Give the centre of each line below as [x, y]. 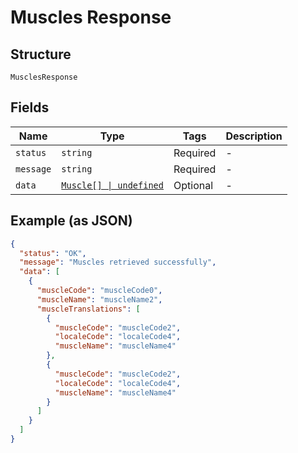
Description [254, 136]
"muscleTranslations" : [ [88, 309]
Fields [30, 107]
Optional [193, 185]
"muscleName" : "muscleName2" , [99, 299]
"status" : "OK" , [53, 253]
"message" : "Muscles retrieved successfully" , [118, 262]
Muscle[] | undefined [112, 185]
